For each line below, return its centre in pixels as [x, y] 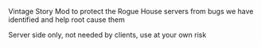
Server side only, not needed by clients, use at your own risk [107, 35]
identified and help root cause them [66, 20]
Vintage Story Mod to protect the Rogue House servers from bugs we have [131, 11]
